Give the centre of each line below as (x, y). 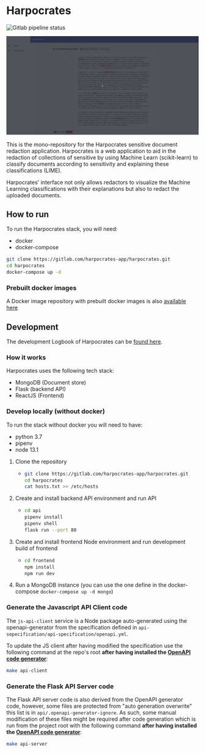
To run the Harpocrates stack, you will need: (62, 229)
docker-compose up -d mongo (76, 592)
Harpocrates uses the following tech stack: (60, 371)
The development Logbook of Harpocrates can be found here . (85, 342)
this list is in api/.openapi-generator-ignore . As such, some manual (92, 712)
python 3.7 (29, 436)
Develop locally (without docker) (56, 411)
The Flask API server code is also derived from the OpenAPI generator (95, 699)
